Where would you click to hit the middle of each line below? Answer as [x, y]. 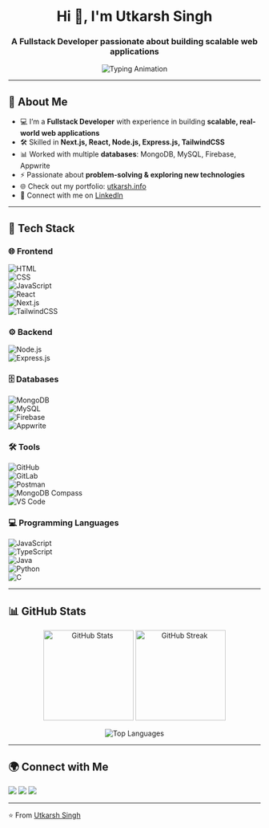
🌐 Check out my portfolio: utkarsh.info [83, 186]
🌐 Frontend [31, 251]
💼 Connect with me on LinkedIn [72, 195]
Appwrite [35, 166]
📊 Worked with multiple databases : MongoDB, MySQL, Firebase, [128, 154]
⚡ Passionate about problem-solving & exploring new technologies [132, 175]
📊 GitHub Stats [47, 611]
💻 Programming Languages [64, 523]
